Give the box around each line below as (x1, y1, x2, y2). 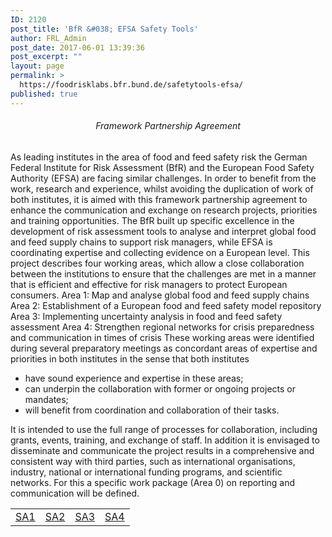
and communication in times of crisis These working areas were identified (10, 331, 315, 343)
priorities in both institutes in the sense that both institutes (10, 352, 250, 365)
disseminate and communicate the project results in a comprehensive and (10, 444, 315, 456)
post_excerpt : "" (10, 52, 83, 62)
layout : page (10, 61, 65, 71)
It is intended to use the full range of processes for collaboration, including (10, 423, 318, 435)
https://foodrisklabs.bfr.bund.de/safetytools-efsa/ (19, 80, 244, 90)
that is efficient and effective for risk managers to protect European (10, 278, 288, 290)
